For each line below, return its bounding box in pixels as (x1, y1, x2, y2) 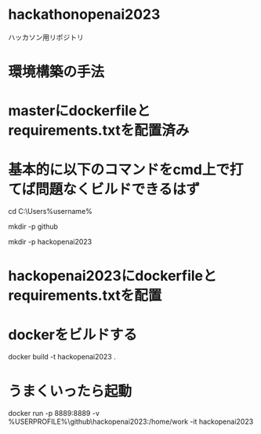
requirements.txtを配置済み (8, 122, 190, 139)
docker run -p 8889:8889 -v (8, 409, 100, 418)
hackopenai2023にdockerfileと (8, 267, 217, 285)
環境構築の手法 (8, 63, 105, 81)
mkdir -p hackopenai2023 (8, 237, 92, 247)
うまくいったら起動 (8, 382, 132, 400)
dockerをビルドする (8, 325, 137, 344)
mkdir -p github (8, 222, 59, 231)
